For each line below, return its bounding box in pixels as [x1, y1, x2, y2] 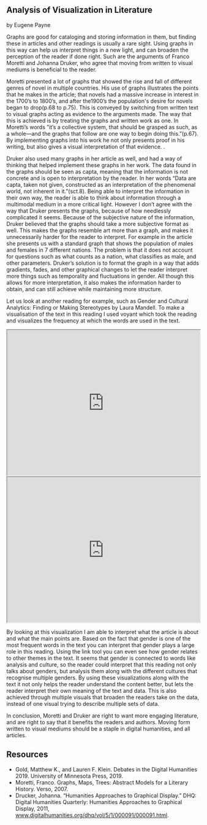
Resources [6, 749, 48, 760]
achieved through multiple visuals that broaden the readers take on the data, [6, 694, 199, 701]
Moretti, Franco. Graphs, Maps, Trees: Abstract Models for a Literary [15, 778, 189, 786]
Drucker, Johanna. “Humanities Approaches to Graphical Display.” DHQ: [15, 792, 197, 799]
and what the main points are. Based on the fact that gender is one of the [6, 635, 191, 642]
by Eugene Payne [6, 21, 51, 28]
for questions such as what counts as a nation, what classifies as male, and [6, 252, 197, 260]
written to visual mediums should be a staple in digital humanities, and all [6, 725, 190, 732]
